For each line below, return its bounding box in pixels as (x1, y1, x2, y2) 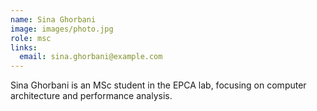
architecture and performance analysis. (10, 90, 173, 102)
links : (10, 42, 38, 53)
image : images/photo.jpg (10, 24, 114, 34)
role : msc (10, 33, 52, 43)
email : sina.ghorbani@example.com (19, 52, 163, 62)
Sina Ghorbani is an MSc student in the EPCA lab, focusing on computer (10, 79, 307, 91)
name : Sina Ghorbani (10, 14, 97, 25)
